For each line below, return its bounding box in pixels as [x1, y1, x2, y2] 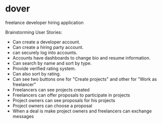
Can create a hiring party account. [12, 44, 84, 50]
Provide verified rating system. [12, 65, 76, 71]
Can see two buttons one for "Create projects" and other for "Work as [12, 76, 157, 82]
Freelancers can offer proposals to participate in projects [12, 92, 130, 98]
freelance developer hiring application [5, 19, 84, 25]
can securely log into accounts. [12, 49, 78, 55]
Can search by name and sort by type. [12, 60, 92, 66]
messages [12, 113, 34, 119]
